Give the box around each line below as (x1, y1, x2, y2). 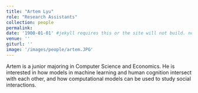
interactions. (6, 81, 37, 88)
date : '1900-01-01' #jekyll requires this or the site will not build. (6, 30, 186, 36)
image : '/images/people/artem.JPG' (6, 47, 94, 53)
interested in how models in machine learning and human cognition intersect (6, 68, 192, 76)
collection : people (6, 19, 54, 25)
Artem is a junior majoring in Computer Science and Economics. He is (6, 63, 175, 70)
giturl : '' (6, 42, 33, 47)
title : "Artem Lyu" (6, 8, 54, 15)
